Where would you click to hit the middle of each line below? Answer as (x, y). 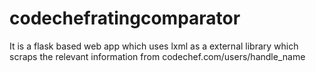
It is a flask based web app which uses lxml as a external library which (154, 46)
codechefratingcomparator (125, 18)
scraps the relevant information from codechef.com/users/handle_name (157, 56)
